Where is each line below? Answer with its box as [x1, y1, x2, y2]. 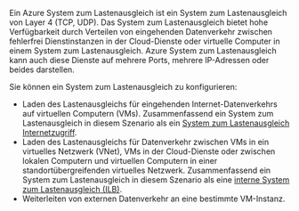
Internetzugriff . [21, 127, 77, 137]
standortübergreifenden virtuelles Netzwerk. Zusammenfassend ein [21, 165, 271, 175]
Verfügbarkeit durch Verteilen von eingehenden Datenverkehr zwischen [9, 27, 273, 37]
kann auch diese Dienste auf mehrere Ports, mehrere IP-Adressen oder [9, 55, 270, 65]
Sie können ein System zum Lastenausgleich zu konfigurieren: [9, 82, 238, 92]
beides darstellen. [9, 64, 76, 75]
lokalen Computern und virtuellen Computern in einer [21, 156, 218, 166]
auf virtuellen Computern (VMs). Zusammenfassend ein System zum [21, 109, 274, 118]
